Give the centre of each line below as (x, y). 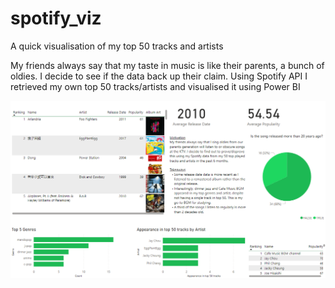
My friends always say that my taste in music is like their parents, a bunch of (167, 65)
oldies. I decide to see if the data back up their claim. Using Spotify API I (159, 76)
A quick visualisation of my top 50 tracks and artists (117, 46)
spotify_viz (56, 18)
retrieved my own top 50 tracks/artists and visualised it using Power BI (155, 86)
